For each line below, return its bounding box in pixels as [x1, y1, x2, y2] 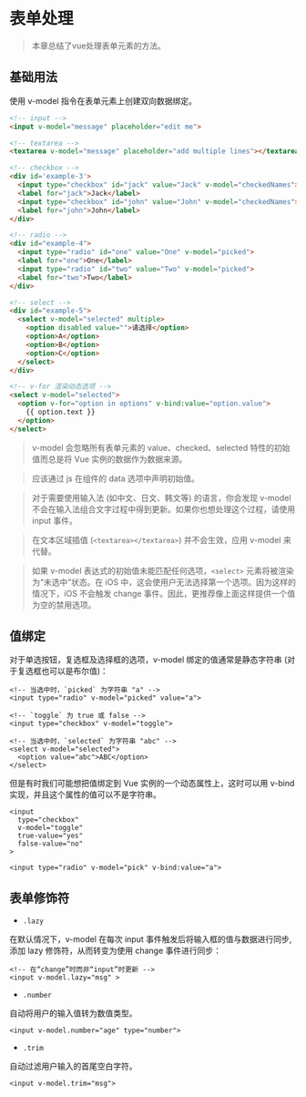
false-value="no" [17, 839, 84, 848]
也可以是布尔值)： [40, 666, 109, 677]
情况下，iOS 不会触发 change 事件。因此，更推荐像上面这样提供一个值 [31, 588, 296, 599]
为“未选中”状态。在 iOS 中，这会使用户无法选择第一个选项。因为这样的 [31, 576, 297, 588]
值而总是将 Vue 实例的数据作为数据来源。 [31, 453, 188, 465]
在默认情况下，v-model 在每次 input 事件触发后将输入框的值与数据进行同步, [9, 934, 292, 945]
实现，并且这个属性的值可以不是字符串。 [9, 789, 161, 800]
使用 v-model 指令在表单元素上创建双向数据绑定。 [9, 95, 198, 106]
